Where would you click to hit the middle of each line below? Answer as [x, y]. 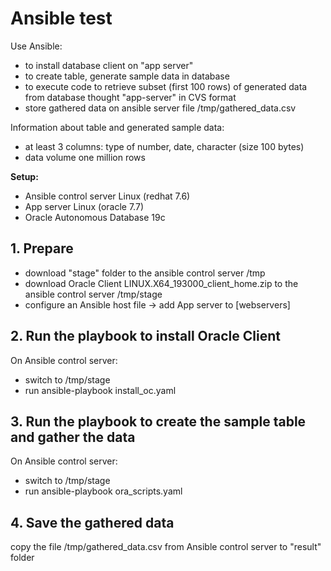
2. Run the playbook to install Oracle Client [145, 336]
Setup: [24, 176]
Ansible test [61, 18]
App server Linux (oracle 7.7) [84, 206]
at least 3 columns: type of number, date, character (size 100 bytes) [164, 146]
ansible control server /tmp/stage [93, 294]
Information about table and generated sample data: [117, 127]
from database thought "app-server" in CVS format [130, 97]
